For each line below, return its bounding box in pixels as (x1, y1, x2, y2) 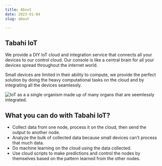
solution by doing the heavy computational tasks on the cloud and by (5, 77, 144, 83)
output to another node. (12, 130, 60, 135)
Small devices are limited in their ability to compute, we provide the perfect (5, 72, 156, 78)
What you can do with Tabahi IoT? (5, 111, 111, 119)
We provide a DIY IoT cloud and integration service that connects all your (5, 52, 153, 58)
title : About (5, 7, 32, 12)
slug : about (5, 16, 29, 21)
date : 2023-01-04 (5, 12, 41, 17)
